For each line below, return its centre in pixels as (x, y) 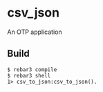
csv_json (34, 13)
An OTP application (35, 32)
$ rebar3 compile (32, 70)
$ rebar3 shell (29, 75)
